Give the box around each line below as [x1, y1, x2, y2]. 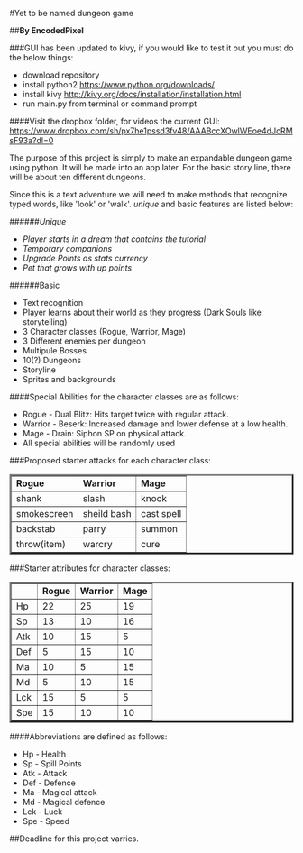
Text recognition [22, 298, 84, 307]
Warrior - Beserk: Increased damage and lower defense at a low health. [22, 418, 289, 429]
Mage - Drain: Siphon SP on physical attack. [22, 428, 187, 438]
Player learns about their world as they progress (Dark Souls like [22, 307, 262, 317]
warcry [82, 538, 113, 550]
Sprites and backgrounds [22, 374, 117, 384]
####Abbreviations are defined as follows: [9, 731, 168, 742]
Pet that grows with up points [22, 262, 133, 273]
